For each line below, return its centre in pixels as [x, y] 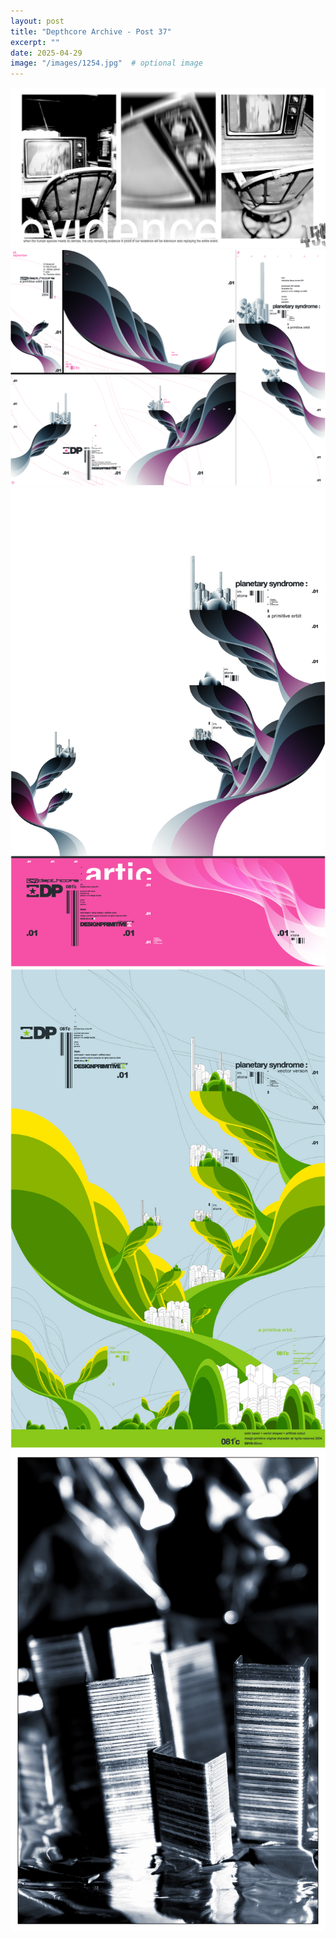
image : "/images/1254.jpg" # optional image [106, 63]
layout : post [37, 21]
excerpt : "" [35, 42]
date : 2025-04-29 [46, 53]
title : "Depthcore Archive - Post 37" [91, 31]
